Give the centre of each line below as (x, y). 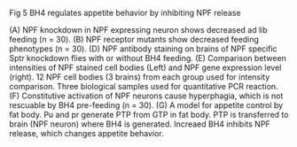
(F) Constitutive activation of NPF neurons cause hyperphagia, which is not (146, 96)
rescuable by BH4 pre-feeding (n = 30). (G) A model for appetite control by (146, 105)
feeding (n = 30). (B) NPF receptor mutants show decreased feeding (134, 39)
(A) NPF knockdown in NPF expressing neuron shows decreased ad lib (138, 30)
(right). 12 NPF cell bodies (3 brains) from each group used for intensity (140, 77)
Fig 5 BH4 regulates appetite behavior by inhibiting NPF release (125, 13)
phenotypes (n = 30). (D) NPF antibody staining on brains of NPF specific (143, 49)
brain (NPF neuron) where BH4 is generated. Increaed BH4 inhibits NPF (140, 124)
